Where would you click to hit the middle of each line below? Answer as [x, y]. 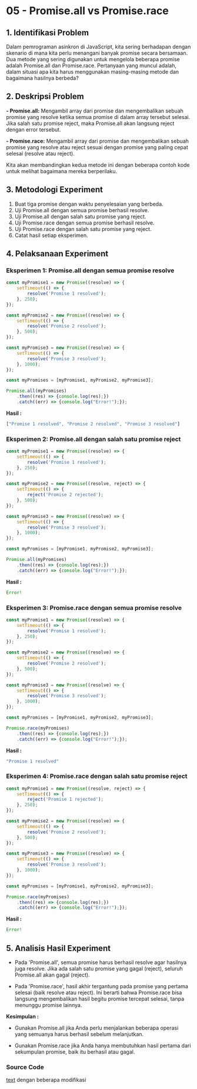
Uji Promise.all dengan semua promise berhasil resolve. [82, 210]
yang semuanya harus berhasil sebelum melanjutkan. [79, 1034]
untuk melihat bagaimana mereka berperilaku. [62, 171]
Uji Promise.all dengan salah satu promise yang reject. [80, 216]
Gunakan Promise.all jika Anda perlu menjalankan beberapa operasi [96, 1028]
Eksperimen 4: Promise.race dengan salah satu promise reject [97, 776]
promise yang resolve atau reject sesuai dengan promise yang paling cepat [97, 147]
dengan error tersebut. [34, 129]
